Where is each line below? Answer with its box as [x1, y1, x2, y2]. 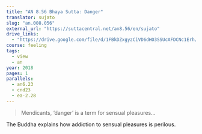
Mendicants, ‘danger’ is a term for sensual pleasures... [20, 109, 156, 116]
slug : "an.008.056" [6, 20, 55, 26]
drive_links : [6, 31, 39, 37]
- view [11, 53, 28, 59]
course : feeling [6, 43, 47, 49]
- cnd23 [11, 87, 31, 93]
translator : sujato [6, 14, 55, 20]
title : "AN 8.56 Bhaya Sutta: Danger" [6, 8, 103, 15]
